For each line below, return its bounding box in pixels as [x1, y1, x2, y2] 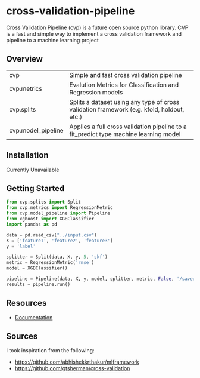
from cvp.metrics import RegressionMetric [6, 205, 113, 211]
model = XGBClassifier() [6, 265, 68, 271]
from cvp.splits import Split [6, 199, 82, 205]
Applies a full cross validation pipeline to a [69, 122, 187, 131]
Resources [6, 298, 47, 308]
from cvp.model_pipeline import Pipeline [6, 210, 111, 216]
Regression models [69, 88, 123, 96]
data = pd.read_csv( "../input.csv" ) [6, 232, 97, 238]
